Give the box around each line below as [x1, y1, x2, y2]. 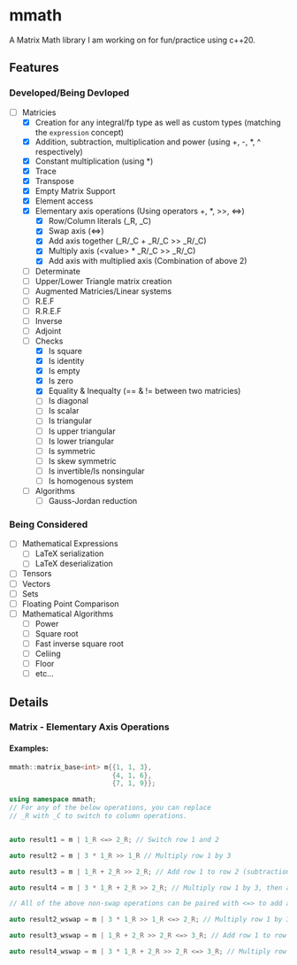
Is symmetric [48, 445, 95, 456]
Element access [34, 196, 94, 206]
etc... [34, 668, 55, 679]
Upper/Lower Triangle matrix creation [34, 275, 172, 286]
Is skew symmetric [48, 455, 117, 466]
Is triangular [48, 415, 93, 426]
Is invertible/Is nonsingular [48, 466, 145, 476]
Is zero [48, 375, 73, 386]
